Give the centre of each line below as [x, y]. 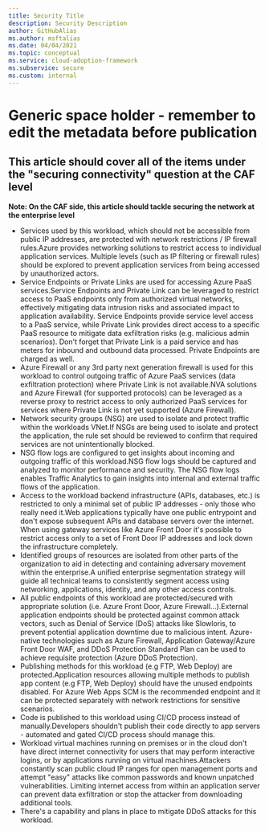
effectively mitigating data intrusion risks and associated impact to [130, 307]
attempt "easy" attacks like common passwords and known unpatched [137, 777]
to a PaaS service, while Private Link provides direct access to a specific [140, 324]
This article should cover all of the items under [127, 162]
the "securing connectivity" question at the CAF [132, 175]
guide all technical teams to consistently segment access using [124, 580]
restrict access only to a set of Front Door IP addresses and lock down [136, 538]
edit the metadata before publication [133, 132]
